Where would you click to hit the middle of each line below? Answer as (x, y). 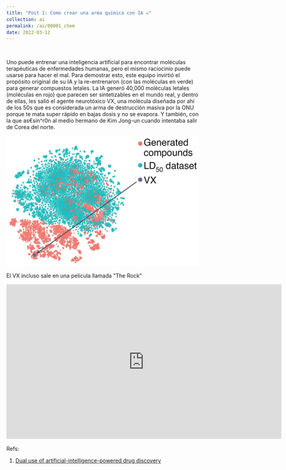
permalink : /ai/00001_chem (41, 26)
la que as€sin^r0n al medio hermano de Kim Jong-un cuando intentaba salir (102, 121)
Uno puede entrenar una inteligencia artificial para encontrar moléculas (96, 62)
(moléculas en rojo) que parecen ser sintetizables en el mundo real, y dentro (102, 95)
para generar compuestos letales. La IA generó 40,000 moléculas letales (98, 88)
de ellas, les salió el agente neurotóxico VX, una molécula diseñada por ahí (100, 101)
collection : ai (26, 19)
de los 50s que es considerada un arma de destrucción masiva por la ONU (100, 108)
